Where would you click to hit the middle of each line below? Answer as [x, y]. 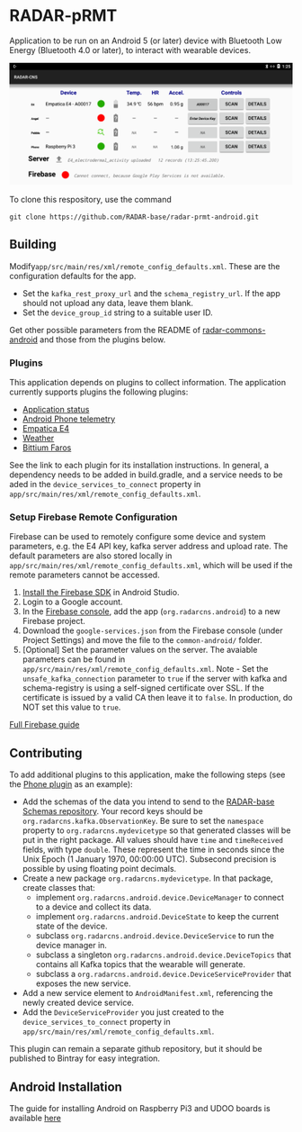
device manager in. [71, 946]
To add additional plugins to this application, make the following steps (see [147, 774]
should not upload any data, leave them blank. [108, 303]
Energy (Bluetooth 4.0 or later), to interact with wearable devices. [130, 50]
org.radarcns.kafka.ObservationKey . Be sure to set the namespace [143, 821]
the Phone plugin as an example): [71, 784]
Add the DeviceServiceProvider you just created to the [123, 1012]
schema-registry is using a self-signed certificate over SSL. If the [143, 688]
